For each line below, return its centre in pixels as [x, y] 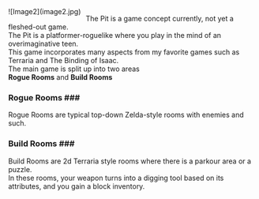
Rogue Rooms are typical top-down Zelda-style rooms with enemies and [126, 115]
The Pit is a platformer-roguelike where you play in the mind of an [115, 35]
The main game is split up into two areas [74, 69]
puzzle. [20, 169]
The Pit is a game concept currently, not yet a [160, 19]
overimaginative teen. [43, 43]
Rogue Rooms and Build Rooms [60, 77]
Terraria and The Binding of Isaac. [64, 60]
